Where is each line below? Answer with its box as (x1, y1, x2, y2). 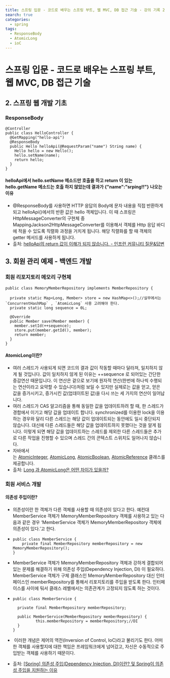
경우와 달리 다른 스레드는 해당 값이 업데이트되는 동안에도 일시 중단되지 (22, 415, 161, 422)
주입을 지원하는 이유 (18, 667, 58, 673)
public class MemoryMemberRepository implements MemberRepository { (5, 285, 153, 291)
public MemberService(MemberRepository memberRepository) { (17, 614, 147, 619)
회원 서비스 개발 (5, 480, 42, 487)
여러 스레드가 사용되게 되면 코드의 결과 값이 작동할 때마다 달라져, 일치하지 (12, 364, 158, 371)
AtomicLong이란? (5, 352, 43, 358)
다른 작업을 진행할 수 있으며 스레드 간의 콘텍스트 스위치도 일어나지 (18, 434, 148, 441)
